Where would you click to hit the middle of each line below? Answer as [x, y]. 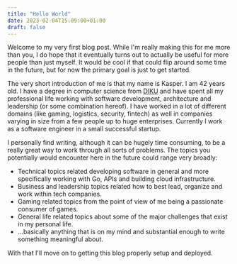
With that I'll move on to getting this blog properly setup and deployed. [110, 253]
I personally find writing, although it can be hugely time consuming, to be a [116, 143]
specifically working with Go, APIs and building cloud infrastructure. [116, 179]
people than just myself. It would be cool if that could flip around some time [117, 62]
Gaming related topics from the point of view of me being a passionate [120, 202]
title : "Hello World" [39, 14]
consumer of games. [48, 209]
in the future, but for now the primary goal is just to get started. [99, 70]
